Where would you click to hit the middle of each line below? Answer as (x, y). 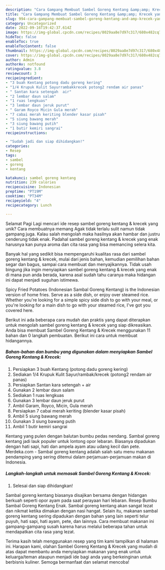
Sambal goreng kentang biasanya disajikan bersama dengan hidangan (76, 495)
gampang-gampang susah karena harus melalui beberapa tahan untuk (77, 527)
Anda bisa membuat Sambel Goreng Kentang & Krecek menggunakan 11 (78, 330)
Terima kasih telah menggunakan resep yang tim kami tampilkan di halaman (82, 541)
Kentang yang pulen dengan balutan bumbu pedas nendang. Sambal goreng (82, 436)
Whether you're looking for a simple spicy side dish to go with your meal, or (82, 300)
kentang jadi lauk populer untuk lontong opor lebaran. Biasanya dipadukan (81, 441)
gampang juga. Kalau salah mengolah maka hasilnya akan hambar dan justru (83, 234)
